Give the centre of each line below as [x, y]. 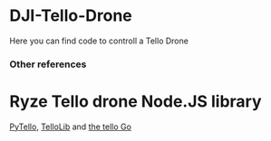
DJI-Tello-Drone [71, 16]
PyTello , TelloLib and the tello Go [70, 127]
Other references [48, 64]
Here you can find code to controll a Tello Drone [99, 41]
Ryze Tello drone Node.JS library [135, 102]
